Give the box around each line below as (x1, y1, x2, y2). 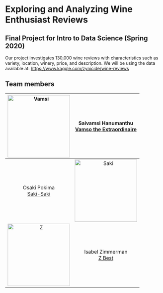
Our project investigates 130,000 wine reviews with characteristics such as (5, 55, 159, 61)
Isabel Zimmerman (84, 248, 128, 255)
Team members (5, 80, 55, 88)
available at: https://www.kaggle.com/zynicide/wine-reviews (5, 66, 129, 71)
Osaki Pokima (23, 184, 55, 191)
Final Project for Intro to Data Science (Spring (5, 34, 148, 42)
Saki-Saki (27, 190, 51, 197)
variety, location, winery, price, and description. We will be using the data (5, 60, 156, 66)
